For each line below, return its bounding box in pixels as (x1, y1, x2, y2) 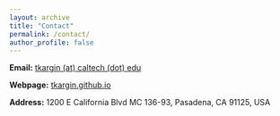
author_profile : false (9, 37, 94, 47)
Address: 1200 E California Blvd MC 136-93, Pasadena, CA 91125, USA (9, 97, 271, 108)
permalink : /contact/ (9, 29, 91, 38)
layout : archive (9, 12, 70, 22)
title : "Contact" (9, 21, 74, 30)
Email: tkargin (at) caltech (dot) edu (9, 62, 142, 73)
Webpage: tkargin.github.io (9, 79, 111, 90)
